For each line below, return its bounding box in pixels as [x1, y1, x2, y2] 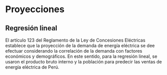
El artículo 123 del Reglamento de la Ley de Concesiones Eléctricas [5, 37, 146, 43]
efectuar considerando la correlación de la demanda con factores [5, 48, 143, 54]
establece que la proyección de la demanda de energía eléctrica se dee [5, 43, 155, 49]
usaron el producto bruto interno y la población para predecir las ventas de [5, 59, 162, 64]
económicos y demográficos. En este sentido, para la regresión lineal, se [5, 53, 157, 59]
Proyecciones [5, 4, 65, 15]
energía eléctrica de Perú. [5, 64, 59, 70]
